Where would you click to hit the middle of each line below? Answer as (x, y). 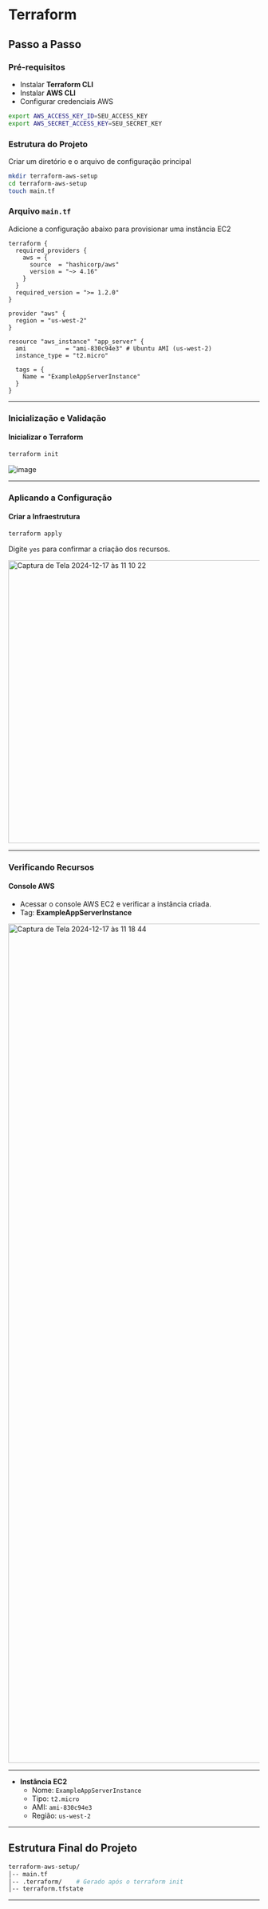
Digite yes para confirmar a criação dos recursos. (89, 549)
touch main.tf (32, 191)
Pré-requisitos (37, 67)
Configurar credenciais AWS (67, 101)
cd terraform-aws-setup (48, 183)
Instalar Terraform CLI (57, 84)
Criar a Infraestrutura (44, 517)
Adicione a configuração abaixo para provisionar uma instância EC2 (120, 229)
